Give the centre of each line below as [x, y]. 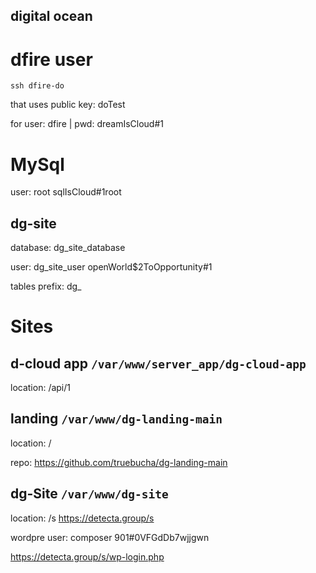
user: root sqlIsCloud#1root [66, 192]
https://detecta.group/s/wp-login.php [87, 556]
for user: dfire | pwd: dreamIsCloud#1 [87, 124]
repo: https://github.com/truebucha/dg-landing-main [119, 462]
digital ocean [51, 16]
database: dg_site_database [68, 248]
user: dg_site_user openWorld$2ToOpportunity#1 [111, 267]
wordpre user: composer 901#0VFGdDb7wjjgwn [110, 537]
